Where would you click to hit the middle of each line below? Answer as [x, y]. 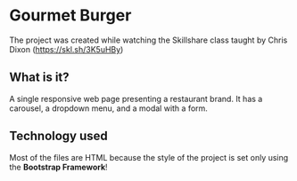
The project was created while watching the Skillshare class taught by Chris [148, 40]
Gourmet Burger [70, 16]
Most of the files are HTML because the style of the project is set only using [149, 157]
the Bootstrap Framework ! [59, 167]
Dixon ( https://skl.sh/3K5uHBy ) [66, 49]
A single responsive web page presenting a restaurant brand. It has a [136, 98]
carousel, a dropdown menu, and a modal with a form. [108, 108]
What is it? [39, 78]
